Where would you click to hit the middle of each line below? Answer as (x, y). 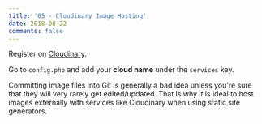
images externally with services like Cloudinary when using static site (125, 103)
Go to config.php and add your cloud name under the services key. (121, 70)
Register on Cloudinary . (47, 54)
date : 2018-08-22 (38, 24)
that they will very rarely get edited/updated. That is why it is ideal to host (131, 94)
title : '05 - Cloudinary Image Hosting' (78, 16)
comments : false (36, 31)
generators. (28, 111)
